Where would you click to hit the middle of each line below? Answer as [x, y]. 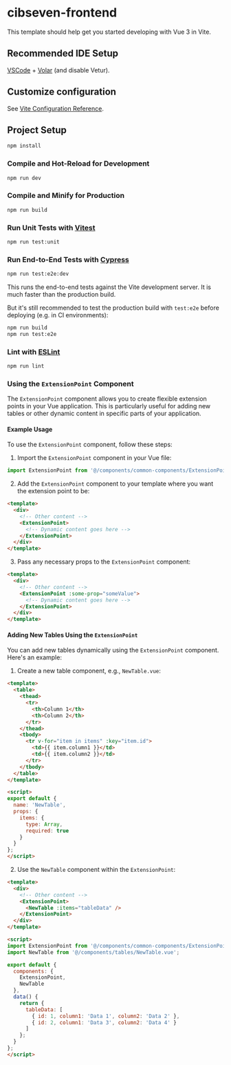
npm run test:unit [33, 242]
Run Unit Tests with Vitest [51, 228]
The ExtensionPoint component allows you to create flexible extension [107, 399]
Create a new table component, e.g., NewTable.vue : [89, 671]
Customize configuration [62, 92]
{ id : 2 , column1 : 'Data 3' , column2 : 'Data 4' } [104, 1022]
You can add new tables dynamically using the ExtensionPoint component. [113, 650]
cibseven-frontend [62, 13]
